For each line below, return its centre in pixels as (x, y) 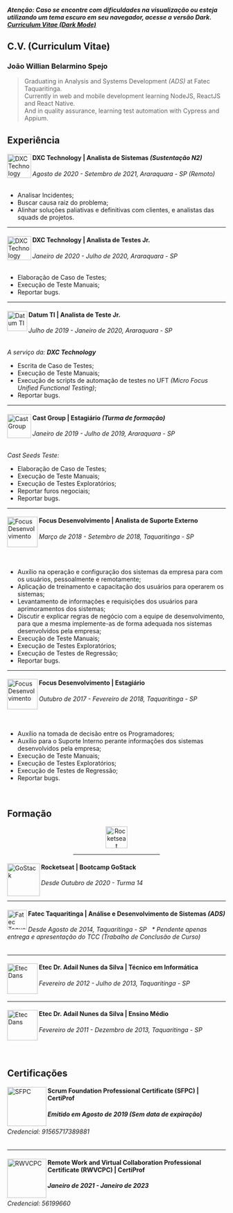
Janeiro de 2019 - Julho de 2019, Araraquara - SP (104, 434)
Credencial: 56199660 (39, 1203)
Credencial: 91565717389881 (49, 1132)
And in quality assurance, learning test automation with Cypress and (122, 111)
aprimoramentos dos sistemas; (61, 608)
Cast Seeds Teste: (33, 455)
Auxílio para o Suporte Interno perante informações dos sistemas (110, 741)
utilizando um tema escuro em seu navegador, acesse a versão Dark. (109, 17)
